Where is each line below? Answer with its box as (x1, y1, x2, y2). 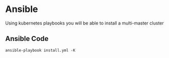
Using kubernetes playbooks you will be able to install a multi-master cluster (5, 20, 164, 26)
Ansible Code (5, 34, 49, 43)
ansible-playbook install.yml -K (5, 47, 76, 53)
